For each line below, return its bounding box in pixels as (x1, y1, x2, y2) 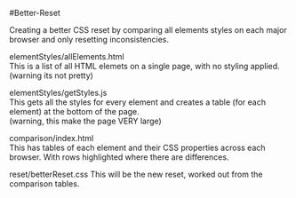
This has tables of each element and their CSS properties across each (9, 142, 266, 153)
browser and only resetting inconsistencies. (9, 35, 169, 44)
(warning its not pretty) (9, 70, 93, 81)
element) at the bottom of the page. (9, 107, 140, 116)
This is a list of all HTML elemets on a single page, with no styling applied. (9, 61, 280, 71)
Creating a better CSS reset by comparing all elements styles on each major (9, 25, 287, 35)
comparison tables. (9, 178, 80, 189)
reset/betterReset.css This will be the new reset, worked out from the (9, 169, 263, 179)
